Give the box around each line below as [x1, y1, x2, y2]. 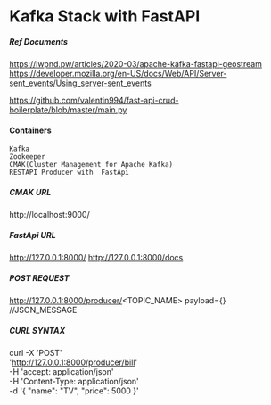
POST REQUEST [9, 272, 70, 283]
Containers [9, 125, 52, 136]
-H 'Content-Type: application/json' [9, 376, 140, 387]
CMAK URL [9, 186, 52, 197]
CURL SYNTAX [9, 325, 65, 335]
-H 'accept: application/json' [9, 367, 114, 377]
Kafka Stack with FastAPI [9, 6, 201, 27]
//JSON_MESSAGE [9, 305, 78, 316]
